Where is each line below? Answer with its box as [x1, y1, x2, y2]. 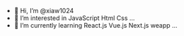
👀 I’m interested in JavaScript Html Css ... [13, 14, 135, 22]
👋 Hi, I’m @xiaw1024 [13, 7, 74, 15]
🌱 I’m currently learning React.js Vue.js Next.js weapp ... [13, 21, 178, 29]
